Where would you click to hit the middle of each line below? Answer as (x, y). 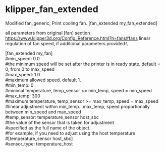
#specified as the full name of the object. (48, 128)
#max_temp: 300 (23, 96)
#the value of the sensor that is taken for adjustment (60, 122)
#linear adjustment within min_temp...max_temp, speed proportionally (77, 106)
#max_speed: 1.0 (23, 74)
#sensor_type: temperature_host (39, 143)
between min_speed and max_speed (43, 112)
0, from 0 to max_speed (30, 69)
